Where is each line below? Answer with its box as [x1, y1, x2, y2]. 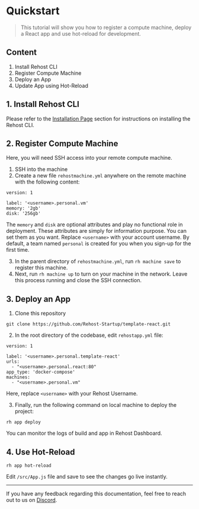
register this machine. [14, 264, 68, 271]
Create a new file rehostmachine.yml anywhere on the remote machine [14, 172, 187, 179]
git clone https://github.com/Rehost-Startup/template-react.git [6, 321, 171, 327]
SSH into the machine [14, 166, 68, 173]
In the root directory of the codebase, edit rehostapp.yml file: [14, 331, 163, 339]
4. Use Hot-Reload [6, 447, 75, 457]
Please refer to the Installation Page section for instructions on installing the [6, 115, 191, 122]
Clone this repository [14, 310, 66, 317]
